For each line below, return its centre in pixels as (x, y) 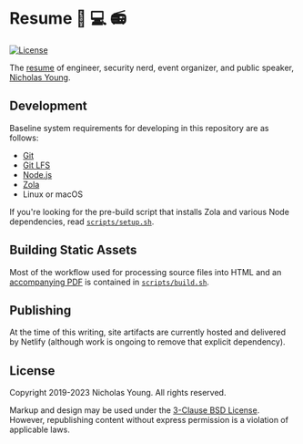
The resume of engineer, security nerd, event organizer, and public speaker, (151, 67)
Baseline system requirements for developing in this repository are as (139, 128)
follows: (24, 138)
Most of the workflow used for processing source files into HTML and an (146, 272)
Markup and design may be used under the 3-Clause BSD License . (135, 410)
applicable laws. (40, 429)
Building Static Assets (73, 250)
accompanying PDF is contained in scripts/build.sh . (109, 282)
